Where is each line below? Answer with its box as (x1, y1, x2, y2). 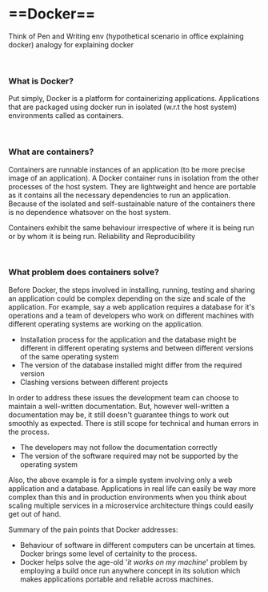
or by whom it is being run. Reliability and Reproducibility (8, 231, 196, 241)
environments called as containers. (8, 111, 124, 120)
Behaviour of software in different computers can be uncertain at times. (19, 540, 256, 549)
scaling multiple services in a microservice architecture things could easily (8, 501, 254, 510)
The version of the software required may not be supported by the (19, 451, 238, 460)
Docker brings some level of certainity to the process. (19, 549, 198, 558)
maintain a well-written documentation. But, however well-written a (8, 401, 230, 411)
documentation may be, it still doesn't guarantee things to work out (8, 410, 230, 420)
